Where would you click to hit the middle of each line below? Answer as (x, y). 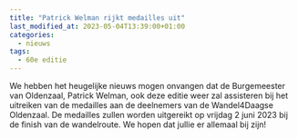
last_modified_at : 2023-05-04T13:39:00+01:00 (97, 26)
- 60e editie (42, 60)
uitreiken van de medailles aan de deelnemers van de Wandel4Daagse (141, 105)
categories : (32, 35)
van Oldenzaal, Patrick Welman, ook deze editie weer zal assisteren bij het (149, 95)
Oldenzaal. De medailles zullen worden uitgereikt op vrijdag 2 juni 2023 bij (149, 115)
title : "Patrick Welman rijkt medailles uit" (97, 18)
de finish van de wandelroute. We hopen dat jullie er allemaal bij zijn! (138, 124)
